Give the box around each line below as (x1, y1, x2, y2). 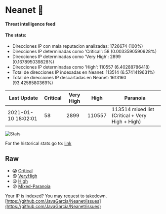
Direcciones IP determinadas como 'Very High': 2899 (12, 54, 121, 60)
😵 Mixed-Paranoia (12, 183, 51, 189)
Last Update (9, 94, 39, 101)
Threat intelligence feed (5, 21, 56, 27)
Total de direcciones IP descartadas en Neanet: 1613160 (12, 74, 126, 80)
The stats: (5, 32, 27, 38)
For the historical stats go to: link (5, 140, 72, 146)
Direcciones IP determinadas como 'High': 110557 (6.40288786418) (12, 64, 150, 70)
